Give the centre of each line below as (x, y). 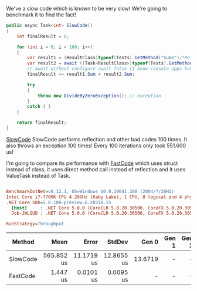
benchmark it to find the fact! (41, 15)
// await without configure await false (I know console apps (105, 69)
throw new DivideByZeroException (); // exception (99, 96)
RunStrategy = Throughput (35, 224)
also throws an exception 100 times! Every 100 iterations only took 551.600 (96, 145)
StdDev (118, 242)
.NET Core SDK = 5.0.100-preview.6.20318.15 (59, 202)
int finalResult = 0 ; (43, 36)
